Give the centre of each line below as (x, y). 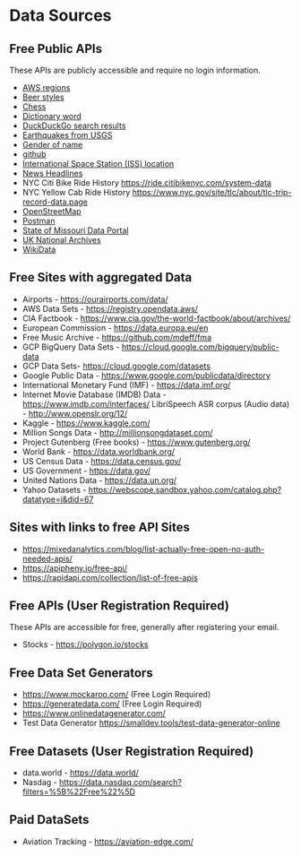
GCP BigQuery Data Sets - (71, 347)
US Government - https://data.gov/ (86, 471)
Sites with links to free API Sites (99, 527)
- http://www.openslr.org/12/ (75, 413)
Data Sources (60, 16)
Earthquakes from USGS (67, 135)
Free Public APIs (56, 49)
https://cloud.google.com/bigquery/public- (200, 347)
